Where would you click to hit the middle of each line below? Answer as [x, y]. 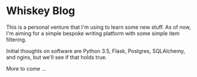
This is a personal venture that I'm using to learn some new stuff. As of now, [98, 27]
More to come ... [26, 68]
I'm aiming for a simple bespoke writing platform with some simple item [93, 33]
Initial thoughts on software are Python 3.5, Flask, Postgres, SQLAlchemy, [96, 51]
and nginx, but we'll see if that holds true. [56, 57]
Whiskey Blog [41, 11]
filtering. [16, 39]
